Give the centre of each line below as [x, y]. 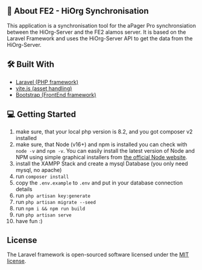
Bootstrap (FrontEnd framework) [56, 94]
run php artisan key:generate [53, 195]
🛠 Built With [31, 65]
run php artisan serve [43, 215]
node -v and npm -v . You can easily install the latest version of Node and [105, 151]
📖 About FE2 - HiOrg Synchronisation [78, 11]
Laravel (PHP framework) [47, 82]
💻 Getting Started [41, 115]
